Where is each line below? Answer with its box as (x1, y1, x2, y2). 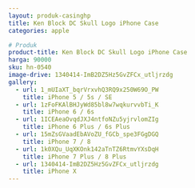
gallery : (8, 78, 38, 86)
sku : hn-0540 (8, 63, 52, 72)
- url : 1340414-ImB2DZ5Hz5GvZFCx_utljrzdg (15, 160, 159, 168)
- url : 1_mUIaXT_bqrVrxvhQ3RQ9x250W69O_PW (15, 86, 159, 94)
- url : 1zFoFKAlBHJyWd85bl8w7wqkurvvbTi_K (15, 101, 159, 109)
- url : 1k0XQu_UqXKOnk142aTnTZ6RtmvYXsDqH (15, 145, 159, 153)
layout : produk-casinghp (8, 11, 91, 20)
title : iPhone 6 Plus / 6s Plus (22, 123, 130, 131)
